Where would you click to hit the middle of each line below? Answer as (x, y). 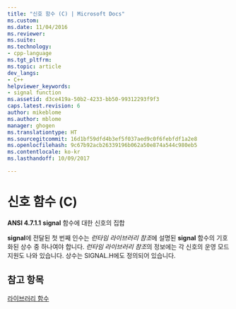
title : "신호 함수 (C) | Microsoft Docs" (66, 14)
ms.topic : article (34, 66)
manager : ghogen (31, 126)
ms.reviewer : (26, 34)
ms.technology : (30, 47)
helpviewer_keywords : (39, 86)
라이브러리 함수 (28, 298)
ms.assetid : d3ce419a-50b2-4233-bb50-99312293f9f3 (83, 100)
